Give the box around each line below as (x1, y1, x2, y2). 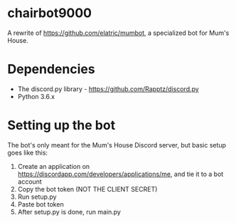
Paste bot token (17, 199, 64, 208)
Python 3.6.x (17, 92, 55, 100)
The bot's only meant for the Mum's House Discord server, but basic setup (7, 140, 226, 149)
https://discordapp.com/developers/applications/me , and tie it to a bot (17, 170, 224, 178)
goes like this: (7, 148, 48, 157)
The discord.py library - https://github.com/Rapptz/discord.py (17, 84, 199, 93)
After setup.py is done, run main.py (17, 207, 121, 216)
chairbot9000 (7, 5, 92, 21)
